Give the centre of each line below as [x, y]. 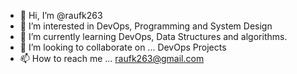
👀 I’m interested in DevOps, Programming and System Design [146, 26]
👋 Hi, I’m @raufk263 [61, 15]
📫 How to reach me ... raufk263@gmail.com [112, 58]
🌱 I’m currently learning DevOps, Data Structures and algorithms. [153, 36]
